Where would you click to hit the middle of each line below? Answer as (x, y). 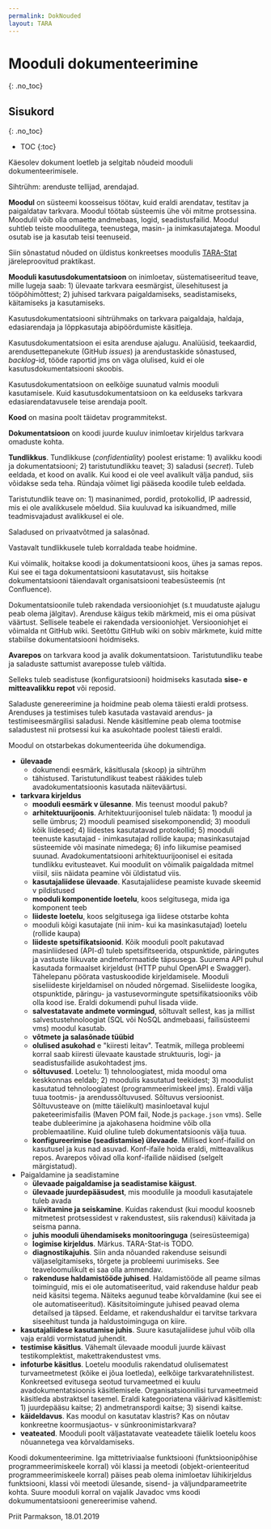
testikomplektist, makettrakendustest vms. (91, 1356)
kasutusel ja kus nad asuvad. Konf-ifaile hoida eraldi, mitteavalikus (143, 1149)
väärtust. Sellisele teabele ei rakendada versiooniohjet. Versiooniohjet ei (128, 622)
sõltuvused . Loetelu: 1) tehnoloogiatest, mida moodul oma (129, 1072)
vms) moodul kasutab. (69, 1029)
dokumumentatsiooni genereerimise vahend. (83, 1501)
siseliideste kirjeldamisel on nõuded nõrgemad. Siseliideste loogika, (144, 986)
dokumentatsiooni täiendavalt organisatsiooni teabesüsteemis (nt (117, 581)
